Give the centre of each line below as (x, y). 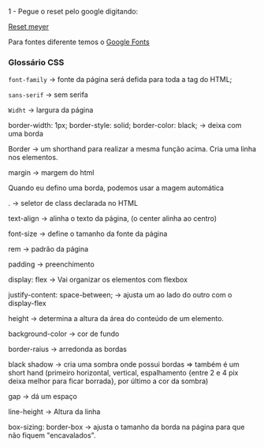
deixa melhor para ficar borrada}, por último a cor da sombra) (108, 381)
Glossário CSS (36, 62)
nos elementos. (33, 158)
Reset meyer (29, 26)
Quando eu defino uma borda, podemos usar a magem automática (116, 188)
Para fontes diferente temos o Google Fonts (79, 42)
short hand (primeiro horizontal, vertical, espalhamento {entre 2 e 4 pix (123, 373)
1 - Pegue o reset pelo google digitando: (73, 11)
